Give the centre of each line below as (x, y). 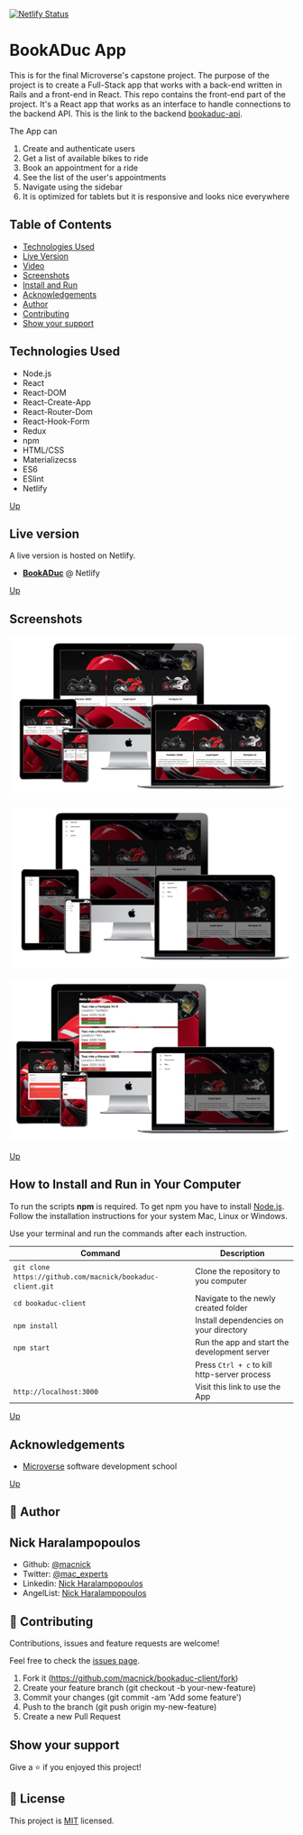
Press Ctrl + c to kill (234, 1364)
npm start (32, 1348)
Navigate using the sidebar (73, 187)
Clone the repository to (238, 1271)
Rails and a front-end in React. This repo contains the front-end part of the (147, 94)
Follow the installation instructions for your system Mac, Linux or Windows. (149, 1216)
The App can (33, 131)
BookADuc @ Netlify (61, 573)
